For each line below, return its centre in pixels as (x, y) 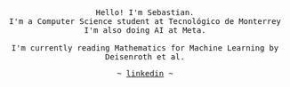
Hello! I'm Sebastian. (145, 12)
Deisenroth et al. (145, 57)
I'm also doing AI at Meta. (145, 30)
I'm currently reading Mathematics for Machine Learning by (145, 48)
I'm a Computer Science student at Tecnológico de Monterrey (145, 21)
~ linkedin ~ (145, 73)
